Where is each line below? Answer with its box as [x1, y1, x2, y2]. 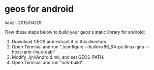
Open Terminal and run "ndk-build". [11, 59, 84, 65]
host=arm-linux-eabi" [11, 49, 56, 55]
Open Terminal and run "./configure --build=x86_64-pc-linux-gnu [11, 44, 145, 49]
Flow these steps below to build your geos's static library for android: [4, 29, 145, 35]
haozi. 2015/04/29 [4, 20, 42, 25]
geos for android [4, 3, 74, 15]
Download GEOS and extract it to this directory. [11, 38, 108, 45]
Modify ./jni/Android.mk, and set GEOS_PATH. [11, 54, 105, 60]
